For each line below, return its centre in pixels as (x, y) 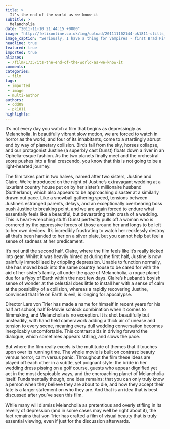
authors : (14, 100)
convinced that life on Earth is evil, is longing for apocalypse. (69, 294)
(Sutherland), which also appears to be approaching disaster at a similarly (82, 192)
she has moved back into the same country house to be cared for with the (82, 267)
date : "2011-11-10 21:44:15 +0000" (43, 29)
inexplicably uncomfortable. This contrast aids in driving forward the (76, 331)
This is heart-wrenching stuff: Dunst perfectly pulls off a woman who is (79, 219)
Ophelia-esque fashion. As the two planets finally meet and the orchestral (82, 155)
